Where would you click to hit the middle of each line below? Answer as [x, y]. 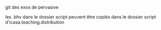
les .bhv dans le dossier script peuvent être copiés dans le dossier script [81, 17]
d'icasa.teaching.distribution [35, 22]
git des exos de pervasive [32, 7]
